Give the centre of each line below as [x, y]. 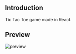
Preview [18, 35]
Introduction [24, 8]
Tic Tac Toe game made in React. [38, 19]
